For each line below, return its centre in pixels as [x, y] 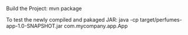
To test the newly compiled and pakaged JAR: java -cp [72, 20]
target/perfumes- [161, 20]
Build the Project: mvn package [44, 8]
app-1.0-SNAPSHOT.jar [34, 26]
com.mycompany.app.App [96, 26]
